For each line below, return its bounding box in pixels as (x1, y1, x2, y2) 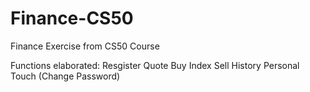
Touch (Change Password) (10, 70, 121, 82)
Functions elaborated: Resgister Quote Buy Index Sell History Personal (10, 59, 300, 71)
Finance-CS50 (10, 7, 134, 30)
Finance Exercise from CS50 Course (10, 40, 160, 52)
